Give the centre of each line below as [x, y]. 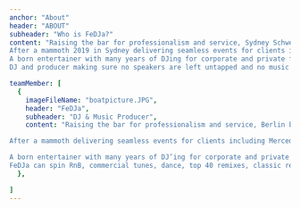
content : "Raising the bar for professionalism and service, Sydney [139, 42]
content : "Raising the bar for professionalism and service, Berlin [155, 125]
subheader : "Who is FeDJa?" [62, 34]
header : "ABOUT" [39, 26]
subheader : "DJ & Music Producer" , [92, 117]
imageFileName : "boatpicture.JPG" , [92, 100]
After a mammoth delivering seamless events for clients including [137, 141]
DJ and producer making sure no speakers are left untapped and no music [150, 68]
